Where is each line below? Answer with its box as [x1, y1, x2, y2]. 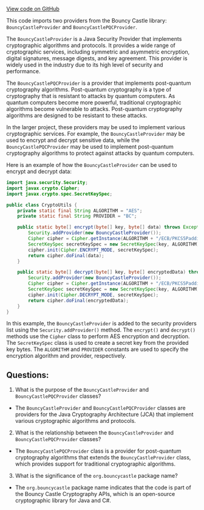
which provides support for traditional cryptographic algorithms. [15, 460, 176, 468]
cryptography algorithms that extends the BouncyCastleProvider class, [15, 454, 191, 461]
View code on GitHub [6, 5, 59, 12]
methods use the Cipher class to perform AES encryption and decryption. [6, 333, 190, 340]
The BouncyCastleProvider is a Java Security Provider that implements [6, 35, 182, 42]
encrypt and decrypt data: [6, 168, 72, 175]
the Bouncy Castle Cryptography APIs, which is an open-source [15, 491, 175, 498]
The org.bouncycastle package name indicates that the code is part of [15, 484, 191, 491]
